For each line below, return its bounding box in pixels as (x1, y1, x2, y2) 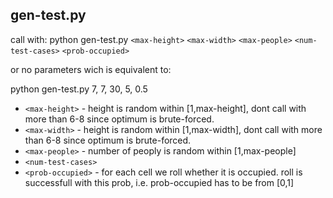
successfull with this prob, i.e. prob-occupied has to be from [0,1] (24, 176, 295, 188)
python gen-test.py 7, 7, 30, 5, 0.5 (10, 83, 148, 95)
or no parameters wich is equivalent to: (10, 63, 172, 75)
